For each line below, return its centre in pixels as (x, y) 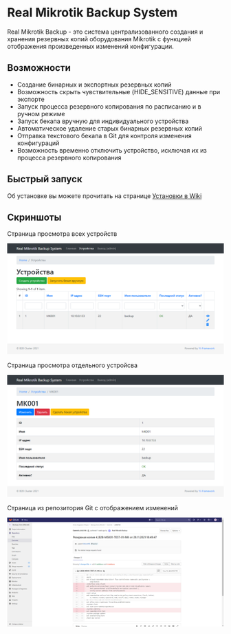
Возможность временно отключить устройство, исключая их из (112, 150)
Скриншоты (34, 217)
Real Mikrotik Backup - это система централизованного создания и (105, 32)
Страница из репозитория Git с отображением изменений (93, 508)
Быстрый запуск (45, 179)
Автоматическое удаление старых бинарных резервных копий (110, 128)
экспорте (31, 99)
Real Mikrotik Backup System (92, 13)
